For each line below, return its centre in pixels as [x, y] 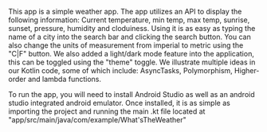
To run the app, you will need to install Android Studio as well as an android [132, 94]
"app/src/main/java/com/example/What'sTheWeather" [98, 120]
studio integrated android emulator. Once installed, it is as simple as [120, 103]
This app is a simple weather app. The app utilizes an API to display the [125, 12]
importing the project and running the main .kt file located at [107, 111]
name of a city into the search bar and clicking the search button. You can [130, 37]
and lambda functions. [65, 79]
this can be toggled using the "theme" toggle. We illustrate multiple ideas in [132, 62]
